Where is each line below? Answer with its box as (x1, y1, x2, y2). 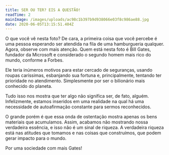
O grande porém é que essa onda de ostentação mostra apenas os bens (5, 114, 157, 120)
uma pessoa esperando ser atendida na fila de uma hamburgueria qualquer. (5, 41, 164, 47)
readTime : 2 (5, 12, 31, 17)
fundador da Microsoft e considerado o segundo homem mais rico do (5, 52, 151, 58)
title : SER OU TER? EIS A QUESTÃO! (5, 7, 81, 13)
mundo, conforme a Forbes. (5, 57, 64, 64)
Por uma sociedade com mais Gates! (5, 145, 82, 151)
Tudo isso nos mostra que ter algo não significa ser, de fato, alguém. (5, 93, 149, 99)
